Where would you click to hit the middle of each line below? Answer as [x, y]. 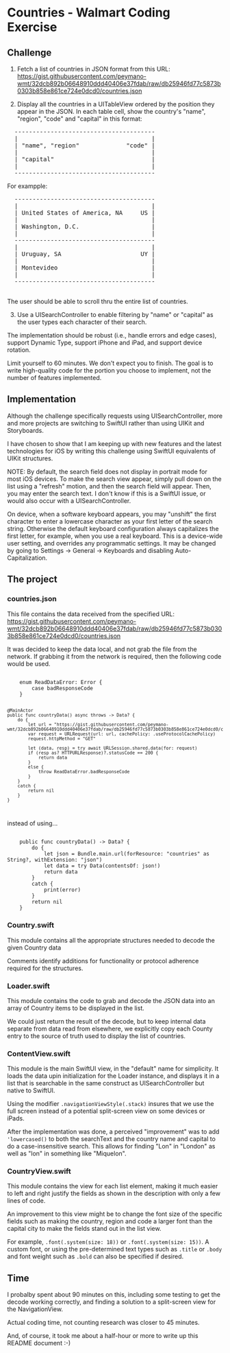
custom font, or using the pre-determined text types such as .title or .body [115, 1249]
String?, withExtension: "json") [55, 860]
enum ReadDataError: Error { [61, 682]
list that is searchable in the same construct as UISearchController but [106, 1083]
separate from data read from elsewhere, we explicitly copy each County [110, 1028]
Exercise [32, 27]
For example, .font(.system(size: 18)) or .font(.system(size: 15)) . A [108, 1242]
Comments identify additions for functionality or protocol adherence [103, 961]
